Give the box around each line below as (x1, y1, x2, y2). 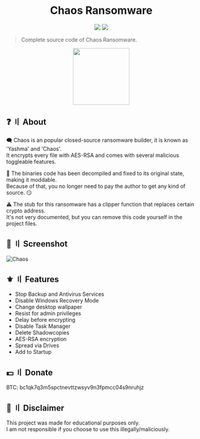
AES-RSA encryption (14, 336, 67, 343)
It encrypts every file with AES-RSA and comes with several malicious (6, 152, 180, 159)
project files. (6, 220, 37, 227)
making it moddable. (6, 176, 57, 183)
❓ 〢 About (6, 117, 46, 127)
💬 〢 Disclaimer (6, 403, 64, 413)
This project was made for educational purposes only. (6, 419, 140, 426)
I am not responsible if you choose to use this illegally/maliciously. (6, 426, 170, 432)
